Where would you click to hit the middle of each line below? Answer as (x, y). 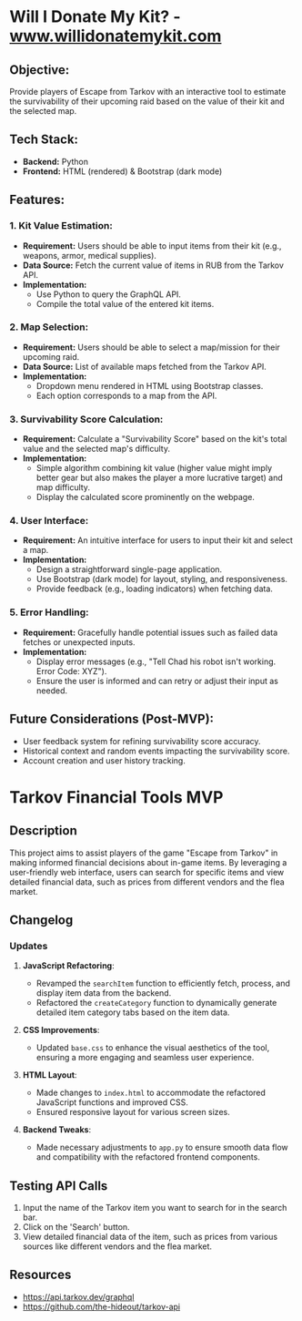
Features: (37, 200)
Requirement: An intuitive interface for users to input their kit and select (158, 540)
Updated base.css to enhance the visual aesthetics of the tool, (153, 1048)
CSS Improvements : (61, 1030)
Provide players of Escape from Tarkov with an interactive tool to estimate (148, 92)
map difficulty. (63, 487)
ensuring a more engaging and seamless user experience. (145, 1058)
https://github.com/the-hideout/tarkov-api (101, 1306)
